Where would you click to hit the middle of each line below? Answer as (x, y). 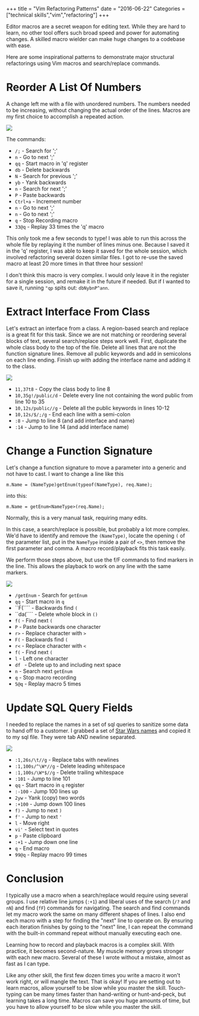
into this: (17, 495)
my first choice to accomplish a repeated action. (65, 116)
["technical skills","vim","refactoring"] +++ (58, 15)
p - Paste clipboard (38, 836)
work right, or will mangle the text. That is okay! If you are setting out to (94, 981)
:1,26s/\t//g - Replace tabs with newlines (67, 759)
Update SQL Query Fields (70, 708)
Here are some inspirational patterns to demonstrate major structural (90, 57)
